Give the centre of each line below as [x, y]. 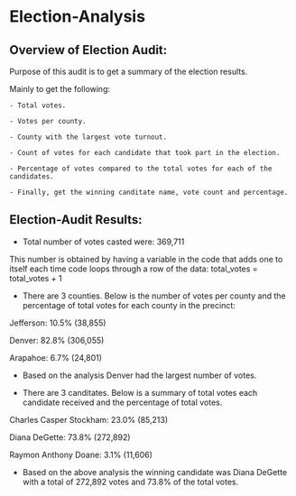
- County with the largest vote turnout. [88, 137]
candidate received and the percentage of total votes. [122, 402]
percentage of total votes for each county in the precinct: [129, 305]
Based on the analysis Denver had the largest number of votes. [139, 375]
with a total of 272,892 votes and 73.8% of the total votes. [130, 482]
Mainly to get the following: [60, 89]
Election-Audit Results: [76, 220]
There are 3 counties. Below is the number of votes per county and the [154, 296]
